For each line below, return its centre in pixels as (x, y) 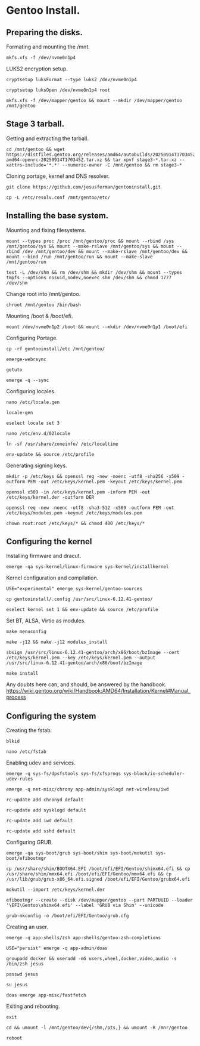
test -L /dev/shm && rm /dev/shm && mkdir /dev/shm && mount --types (94, 272)
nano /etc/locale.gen (33, 402)
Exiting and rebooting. (33, 1007)
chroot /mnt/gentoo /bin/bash (44, 305)
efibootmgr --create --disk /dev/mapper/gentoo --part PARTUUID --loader (100, 900)
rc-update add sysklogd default (46, 810)
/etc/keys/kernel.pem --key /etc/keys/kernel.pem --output (81, 658)
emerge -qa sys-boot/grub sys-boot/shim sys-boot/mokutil (79, 853)
